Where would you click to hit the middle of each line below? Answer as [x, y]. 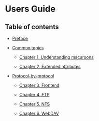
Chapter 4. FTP [34, 95]
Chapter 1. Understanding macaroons [57, 57]
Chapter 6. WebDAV [39, 113]
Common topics [28, 48]
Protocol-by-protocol [33, 76]
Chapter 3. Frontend [39, 85]
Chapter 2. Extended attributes [50, 67]
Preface [20, 38]
